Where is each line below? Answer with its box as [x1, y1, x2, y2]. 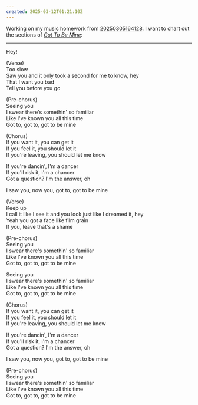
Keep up [6, 204, 27, 211]
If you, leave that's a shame [6, 223, 73, 230]
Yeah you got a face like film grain [6, 216, 89, 224]
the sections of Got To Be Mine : [6, 31, 83, 38]
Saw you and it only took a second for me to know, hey [6, 72, 140, 79]
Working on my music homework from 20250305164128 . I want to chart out [6, 25, 190, 32]
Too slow [6, 65, 28, 73]
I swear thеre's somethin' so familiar [6, 247, 94, 254]
